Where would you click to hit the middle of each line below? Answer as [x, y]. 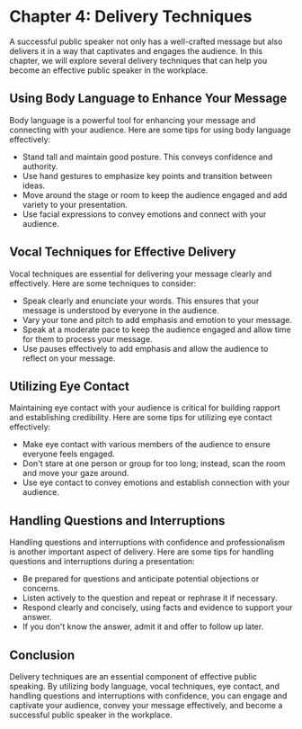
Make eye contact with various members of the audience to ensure [147, 445]
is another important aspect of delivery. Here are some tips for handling [142, 552]
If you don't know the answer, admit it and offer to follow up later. [143, 626]
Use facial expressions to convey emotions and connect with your [144, 214]
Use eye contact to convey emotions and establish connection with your [156, 482]
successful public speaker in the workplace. [91, 715]
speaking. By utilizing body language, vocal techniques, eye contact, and [145, 686]
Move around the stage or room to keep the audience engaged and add [155, 194]
